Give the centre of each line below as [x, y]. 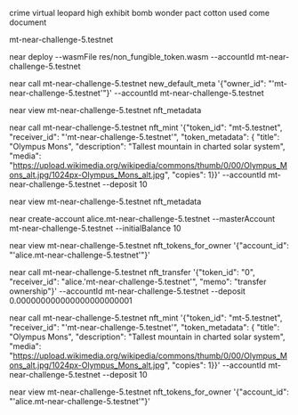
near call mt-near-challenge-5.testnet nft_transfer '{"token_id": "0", [132, 272]
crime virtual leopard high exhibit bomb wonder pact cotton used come [139, 13]
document [28, 22]
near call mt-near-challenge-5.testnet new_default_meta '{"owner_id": [138, 83]
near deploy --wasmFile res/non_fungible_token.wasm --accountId [132, 57]
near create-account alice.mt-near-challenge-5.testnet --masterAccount [142, 219]
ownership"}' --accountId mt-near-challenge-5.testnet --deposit [128, 291]
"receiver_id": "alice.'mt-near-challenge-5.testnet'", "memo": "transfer [138, 281]
